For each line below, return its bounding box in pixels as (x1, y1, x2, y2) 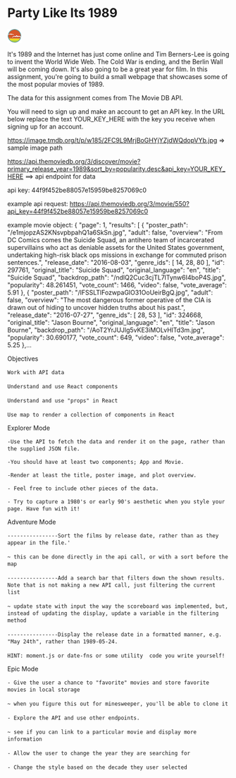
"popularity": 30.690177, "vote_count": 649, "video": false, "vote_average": (7, 333, 225, 342)
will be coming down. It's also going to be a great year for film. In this (7, 65, 208, 73)
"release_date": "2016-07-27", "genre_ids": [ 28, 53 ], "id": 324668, (7, 311, 203, 319)
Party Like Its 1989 (7, 5, 118, 21)
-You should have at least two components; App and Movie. (7, 458, 185, 465)
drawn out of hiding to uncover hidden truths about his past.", (7, 303, 185, 311)
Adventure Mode (7, 517, 56, 526)
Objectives (7, 354, 39, 363)
